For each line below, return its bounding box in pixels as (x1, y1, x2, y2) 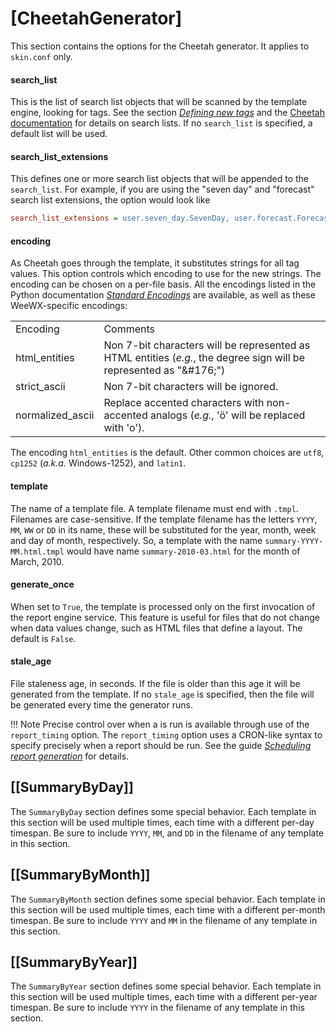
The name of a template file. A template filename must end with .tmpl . (10, 502, 299, 514)
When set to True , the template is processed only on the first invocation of (10, 600, 316, 612)
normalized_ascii (15, 408, 95, 422)
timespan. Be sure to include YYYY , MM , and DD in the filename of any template (10, 827, 325, 839)
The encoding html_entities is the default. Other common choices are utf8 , (10, 447, 325, 459)
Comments (103, 322, 156, 336)
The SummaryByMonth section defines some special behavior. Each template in (10, 893, 326, 905)
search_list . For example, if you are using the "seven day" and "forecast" (10, 183, 315, 196)
